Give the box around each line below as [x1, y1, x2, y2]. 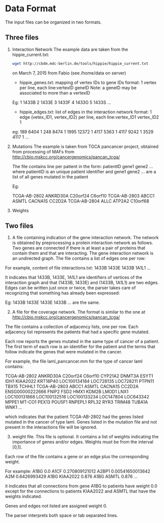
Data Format [5, 3, 56, 14]
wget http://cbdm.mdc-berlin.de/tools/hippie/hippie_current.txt [12, 61, 148, 66]
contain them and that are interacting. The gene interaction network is [12, 250, 154, 256]
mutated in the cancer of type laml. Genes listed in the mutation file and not [5, 419, 157, 425]
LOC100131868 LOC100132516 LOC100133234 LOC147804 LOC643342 [5, 394, 149, 400]
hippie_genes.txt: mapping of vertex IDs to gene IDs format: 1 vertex [19, 79, 157, 85]
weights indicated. [5, 494, 43, 499]
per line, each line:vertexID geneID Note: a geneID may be [19, 84, 137, 91]
